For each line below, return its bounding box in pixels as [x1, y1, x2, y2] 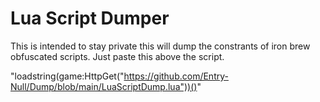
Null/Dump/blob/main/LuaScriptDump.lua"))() [10, 80, 198, 92]
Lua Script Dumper [10, 7, 170, 30]
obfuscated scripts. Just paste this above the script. [10, 50, 225, 62]
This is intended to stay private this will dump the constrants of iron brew [10, 40, 311, 52]
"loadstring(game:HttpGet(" [10, 70, 125, 82]
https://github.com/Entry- [123, 70, 229, 82]
